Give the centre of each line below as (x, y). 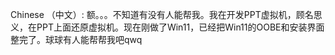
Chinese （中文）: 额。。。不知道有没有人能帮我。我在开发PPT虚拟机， (153, 14)
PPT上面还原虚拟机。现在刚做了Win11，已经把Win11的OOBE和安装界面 (180, 27)
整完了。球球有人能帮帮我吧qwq (76, 39)
